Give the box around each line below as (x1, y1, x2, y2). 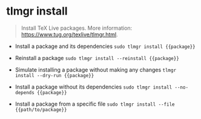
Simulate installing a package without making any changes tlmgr (15, 66, 177, 73)
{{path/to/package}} (15, 106, 67, 113)
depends (15, 89, 35, 95)
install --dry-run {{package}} (15, 72, 94, 78)
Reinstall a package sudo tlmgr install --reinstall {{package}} (15, 54, 180, 61)
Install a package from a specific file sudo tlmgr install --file (15, 100, 175, 107)
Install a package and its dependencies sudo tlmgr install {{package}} (15, 42, 196, 50)
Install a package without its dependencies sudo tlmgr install (15, 83, 173, 90)
